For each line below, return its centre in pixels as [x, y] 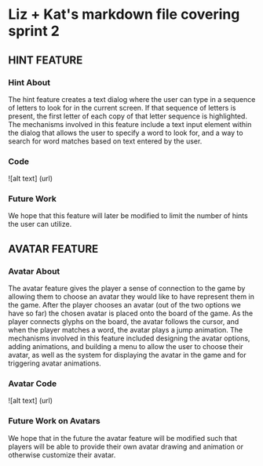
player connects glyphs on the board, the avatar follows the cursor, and [124, 322]
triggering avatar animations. [55, 363]
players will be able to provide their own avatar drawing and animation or [126, 446]
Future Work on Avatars [54, 421]
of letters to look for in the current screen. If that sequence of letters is [122, 107]
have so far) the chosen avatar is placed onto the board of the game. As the [131, 313]
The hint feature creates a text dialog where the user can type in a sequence [132, 99]
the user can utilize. [40, 224]
